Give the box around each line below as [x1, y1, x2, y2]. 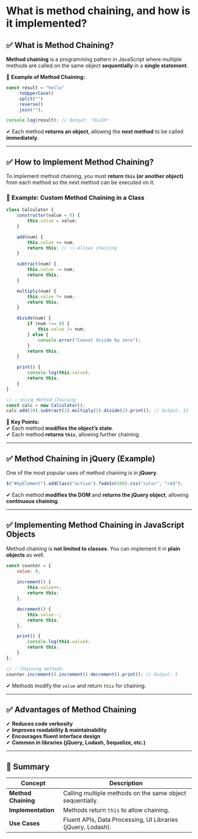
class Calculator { [6, 207, 54, 213]
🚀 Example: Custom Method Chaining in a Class [6, 193, 145, 202]
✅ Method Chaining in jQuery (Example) [6, 453, 156, 463]
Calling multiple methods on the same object [62, 789, 187, 797]
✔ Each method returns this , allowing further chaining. [6, 431, 140, 438]
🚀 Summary [6, 762, 50, 772]
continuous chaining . [6, 498, 60, 505]
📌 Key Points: [6, 419, 40, 426]
